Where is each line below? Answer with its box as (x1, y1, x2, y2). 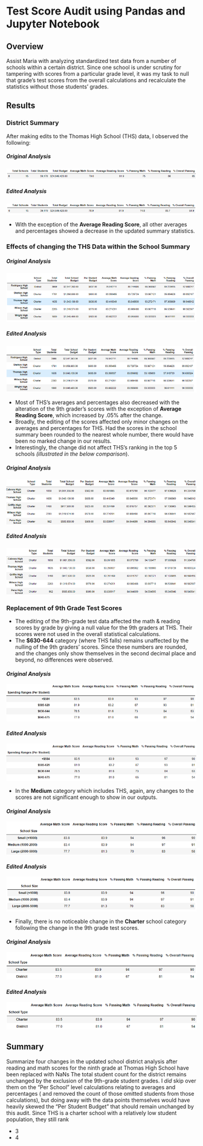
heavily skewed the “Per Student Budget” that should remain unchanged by (6, 1102, 195, 1110)
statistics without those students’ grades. (6, 83, 109, 90)
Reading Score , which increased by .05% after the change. (14, 412, 163, 419)
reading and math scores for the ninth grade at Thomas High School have (6, 1064, 189, 1071)
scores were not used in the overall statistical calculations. (14, 631, 161, 638)
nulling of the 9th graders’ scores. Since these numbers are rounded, (14, 643, 187, 651)
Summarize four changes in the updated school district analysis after (6, 1058, 178, 1065)
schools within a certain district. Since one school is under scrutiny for (6, 64, 182, 71)
